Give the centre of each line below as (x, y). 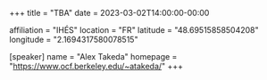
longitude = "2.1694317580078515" (74, 40)
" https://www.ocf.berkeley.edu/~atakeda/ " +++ (96, 66)
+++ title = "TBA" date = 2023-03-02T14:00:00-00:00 (109, 13)
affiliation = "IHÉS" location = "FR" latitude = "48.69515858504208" (134, 30)
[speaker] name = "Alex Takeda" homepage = (93, 56)
